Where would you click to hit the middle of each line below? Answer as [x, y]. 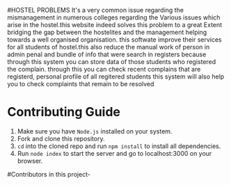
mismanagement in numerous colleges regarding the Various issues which [114, 17]
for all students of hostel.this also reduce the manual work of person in [109, 47]
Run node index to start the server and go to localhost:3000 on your [114, 153]
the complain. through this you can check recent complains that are [104, 69]
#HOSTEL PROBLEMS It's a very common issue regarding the [96, 10]
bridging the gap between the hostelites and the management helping [107, 32]
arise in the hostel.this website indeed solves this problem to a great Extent [115, 25]
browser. [30, 161]
